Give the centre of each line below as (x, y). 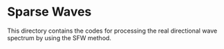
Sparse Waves (49, 12)
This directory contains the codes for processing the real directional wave (112, 31)
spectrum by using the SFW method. (59, 37)
